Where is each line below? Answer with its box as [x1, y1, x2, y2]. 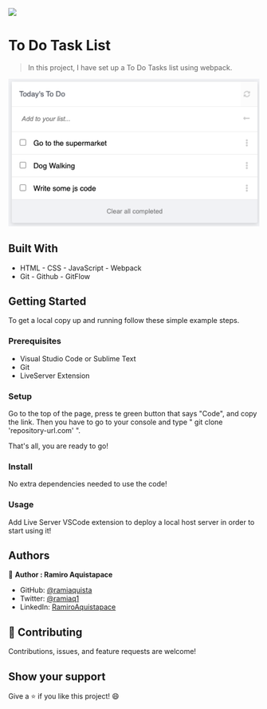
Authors [8, 549, 50, 562]
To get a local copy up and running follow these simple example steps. [8, 316, 240, 325]
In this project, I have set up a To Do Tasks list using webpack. [27, 62, 233, 72]
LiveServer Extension [19, 371, 90, 380]
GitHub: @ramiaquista [19, 585, 92, 595]
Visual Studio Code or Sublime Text [19, 353, 136, 363]
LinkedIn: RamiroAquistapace [19, 602, 116, 612]
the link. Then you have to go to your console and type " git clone [8, 417, 223, 427]
